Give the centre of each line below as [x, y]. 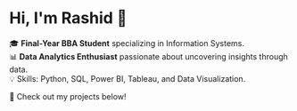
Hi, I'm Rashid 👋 [68, 18]
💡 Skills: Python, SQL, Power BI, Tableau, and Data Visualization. [128, 78]
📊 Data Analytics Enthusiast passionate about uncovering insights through [148, 56]
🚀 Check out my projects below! [68, 96]
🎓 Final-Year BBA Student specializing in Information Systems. [127, 43]
